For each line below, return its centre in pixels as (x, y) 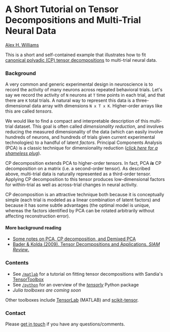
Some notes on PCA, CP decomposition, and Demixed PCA (74, 239)
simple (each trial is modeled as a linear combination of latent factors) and (83, 200)
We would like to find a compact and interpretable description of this (77, 121)
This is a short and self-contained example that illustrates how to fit (76, 55)
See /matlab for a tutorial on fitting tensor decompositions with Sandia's (88, 274)
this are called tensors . (29, 111)
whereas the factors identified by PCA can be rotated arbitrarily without (80, 211)
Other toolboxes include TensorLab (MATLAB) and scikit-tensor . (72, 300)
